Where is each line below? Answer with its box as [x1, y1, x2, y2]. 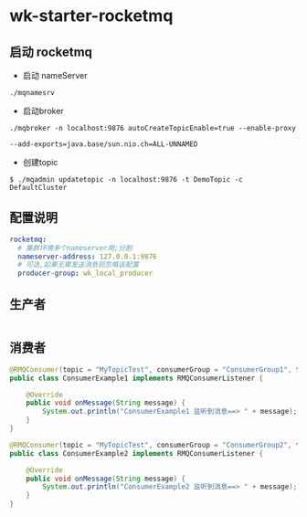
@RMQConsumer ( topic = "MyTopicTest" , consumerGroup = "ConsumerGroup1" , [9, 364, 292, 375]
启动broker [22, 106, 64, 116]
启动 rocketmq [9, 44, 93, 59]
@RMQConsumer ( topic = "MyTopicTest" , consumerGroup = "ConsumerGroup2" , [9, 440, 292, 449]
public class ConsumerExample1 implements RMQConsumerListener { [9, 374, 263, 383]
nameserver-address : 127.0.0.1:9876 [17, 252, 157, 261]
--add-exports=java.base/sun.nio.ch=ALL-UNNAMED [9, 140, 198, 149]
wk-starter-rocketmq [9, 5, 174, 26]
